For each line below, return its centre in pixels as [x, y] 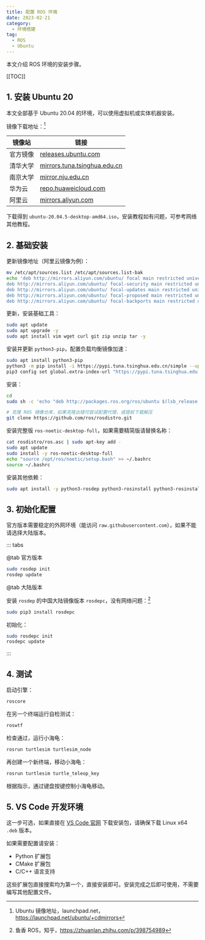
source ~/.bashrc [28, 465]
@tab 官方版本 [24, 558]
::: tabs [15, 545]
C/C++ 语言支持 [35, 872]
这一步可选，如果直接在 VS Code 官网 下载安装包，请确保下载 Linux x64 [97, 823]
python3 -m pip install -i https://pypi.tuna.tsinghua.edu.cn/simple [97, 366]
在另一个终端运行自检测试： [41, 714]
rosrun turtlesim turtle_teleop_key [53, 773]
